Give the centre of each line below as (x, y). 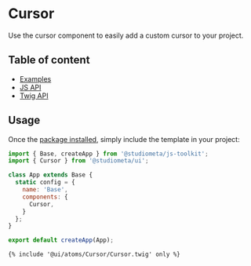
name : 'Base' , (45, 190)
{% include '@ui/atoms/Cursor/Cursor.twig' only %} (94, 255)
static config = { (45, 182)
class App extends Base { (50, 175)
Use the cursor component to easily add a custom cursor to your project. (126, 35)
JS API (30, 87)
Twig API (34, 96)
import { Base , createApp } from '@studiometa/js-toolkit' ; (109, 154)
